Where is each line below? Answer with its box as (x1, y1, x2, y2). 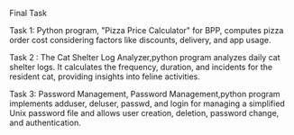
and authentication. (9, 117, 81, 128)
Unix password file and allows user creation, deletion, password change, (9, 108, 280, 118)
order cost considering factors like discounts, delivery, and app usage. (9, 35, 271, 45)
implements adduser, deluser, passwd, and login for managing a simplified (9, 98, 286, 109)
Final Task (9, 8, 48, 18)
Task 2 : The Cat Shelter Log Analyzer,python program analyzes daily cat (9, 52, 281, 62)
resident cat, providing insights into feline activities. (9, 71, 201, 82)
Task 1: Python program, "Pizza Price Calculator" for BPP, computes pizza (9, 25, 284, 35)
